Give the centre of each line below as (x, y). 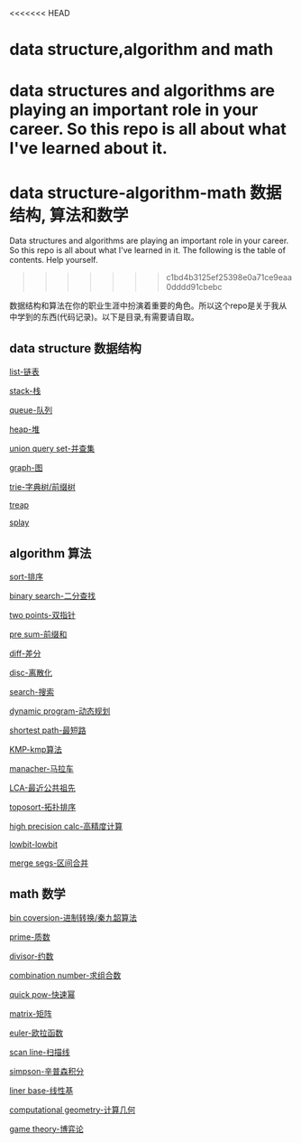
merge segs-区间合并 (49, 863)
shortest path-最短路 (48, 730)
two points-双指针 (43, 614)
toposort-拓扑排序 (43, 807)
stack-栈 (25, 391)
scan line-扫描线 (40, 1052)
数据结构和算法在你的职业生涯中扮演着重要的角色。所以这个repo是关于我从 (148, 305)
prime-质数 (30, 937)
